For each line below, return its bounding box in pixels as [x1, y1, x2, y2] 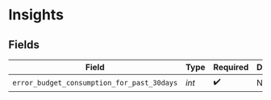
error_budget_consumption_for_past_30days [12, 78, 178, 87]
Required [213, 62, 249, 73]
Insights [8, 6, 65, 24]
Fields [8, 38, 40, 52]
